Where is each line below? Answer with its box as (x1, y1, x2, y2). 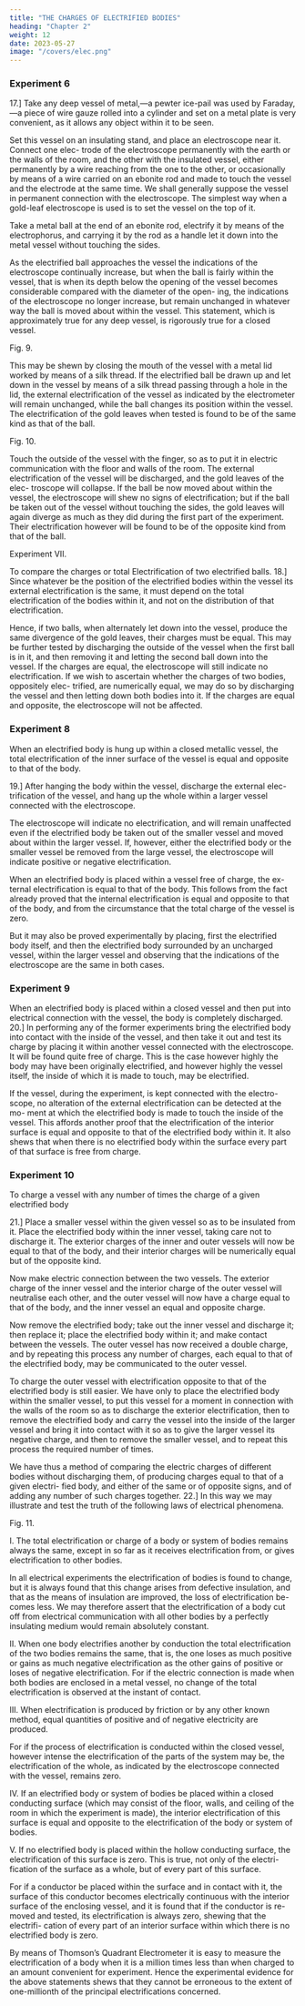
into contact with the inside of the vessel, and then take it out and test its (9, 1032, 282, 1043)
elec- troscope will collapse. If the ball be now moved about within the (9, 483, 273, 494)
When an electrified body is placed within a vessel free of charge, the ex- (9, 873, 285, 884)
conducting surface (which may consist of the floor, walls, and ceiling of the (9, 1797, 294, 1808)
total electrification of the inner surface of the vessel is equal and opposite (9, 753, 290, 764)
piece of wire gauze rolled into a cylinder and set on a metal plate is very (24, 107, 297, 118)
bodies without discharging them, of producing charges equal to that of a (9, 1471, 284, 1482)
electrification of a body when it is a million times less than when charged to (9, 1957, 295, 1968)
